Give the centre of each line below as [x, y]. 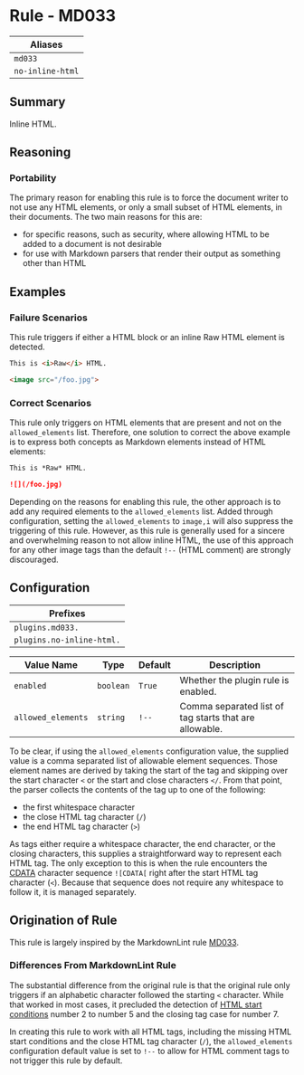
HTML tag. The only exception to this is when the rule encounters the [138, 863]
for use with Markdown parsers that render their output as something [151, 253]
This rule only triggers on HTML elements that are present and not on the [146, 423]
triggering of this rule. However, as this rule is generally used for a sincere [147, 530]
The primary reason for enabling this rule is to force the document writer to [149, 198]
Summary [38, 102]
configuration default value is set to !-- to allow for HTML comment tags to [149, 1051]
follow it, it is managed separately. [73, 891]
